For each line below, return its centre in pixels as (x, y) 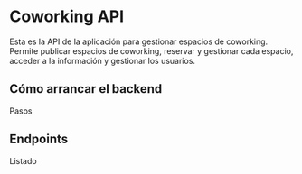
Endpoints (39, 139)
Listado (24, 160)
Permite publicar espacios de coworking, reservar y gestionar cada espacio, (151, 50)
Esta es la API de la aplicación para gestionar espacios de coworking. (139, 41)
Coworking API (67, 17)
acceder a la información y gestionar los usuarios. (103, 60)
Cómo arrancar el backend (86, 89)
